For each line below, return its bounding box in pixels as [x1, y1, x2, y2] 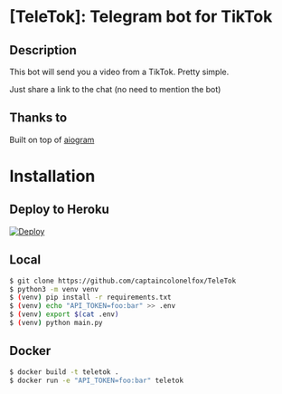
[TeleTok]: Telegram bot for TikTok [9, 6, 273, 27]
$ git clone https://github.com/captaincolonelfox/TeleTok [9, 276, 237, 285]
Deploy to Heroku [9, 202, 110, 217]
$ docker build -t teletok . [9, 367, 119, 377]
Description [9, 43, 77, 58]
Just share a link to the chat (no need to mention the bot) [9, 84, 221, 94]
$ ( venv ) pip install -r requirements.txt [9, 293, 172, 303]
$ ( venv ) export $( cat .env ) [9, 310, 119, 319]
